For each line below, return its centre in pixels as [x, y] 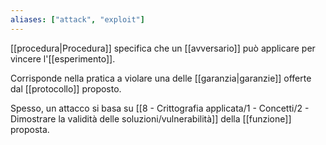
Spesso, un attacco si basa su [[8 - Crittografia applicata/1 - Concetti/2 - [160, 108]
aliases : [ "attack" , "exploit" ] [77, 19]
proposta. [30, 129]
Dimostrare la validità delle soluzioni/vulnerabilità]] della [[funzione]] [151, 118]
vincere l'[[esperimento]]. [63, 58]
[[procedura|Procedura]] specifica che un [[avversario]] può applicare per [163, 48]
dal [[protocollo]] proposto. [66, 88]
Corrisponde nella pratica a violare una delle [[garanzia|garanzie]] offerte [161, 78]
